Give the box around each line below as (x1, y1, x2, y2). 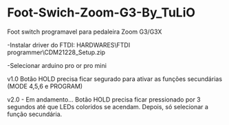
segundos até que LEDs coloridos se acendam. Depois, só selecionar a (7, 102, 208, 111)
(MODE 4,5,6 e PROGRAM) (7, 82, 83, 90)
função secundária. (7, 110, 63, 118)
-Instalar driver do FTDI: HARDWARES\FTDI (7, 41, 131, 49)
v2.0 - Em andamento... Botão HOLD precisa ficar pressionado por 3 (7, 95, 201, 104)
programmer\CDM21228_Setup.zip (7, 48, 105, 56)
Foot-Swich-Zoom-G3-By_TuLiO (7, 5, 196, 21)
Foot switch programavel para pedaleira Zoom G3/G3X (7, 27, 162, 36)
